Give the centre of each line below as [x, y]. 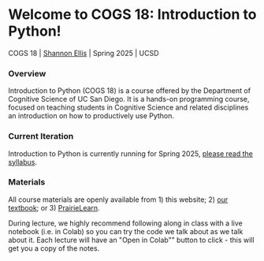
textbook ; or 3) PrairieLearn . [54, 207]
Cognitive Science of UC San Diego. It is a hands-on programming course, [129, 99]
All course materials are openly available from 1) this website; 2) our [118, 199]
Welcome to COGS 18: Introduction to [132, 15]
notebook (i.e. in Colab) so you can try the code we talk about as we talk [126, 231]
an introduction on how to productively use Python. [91, 116]
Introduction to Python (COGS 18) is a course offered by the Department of [129, 91]
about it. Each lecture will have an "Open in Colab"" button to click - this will [131, 240]
